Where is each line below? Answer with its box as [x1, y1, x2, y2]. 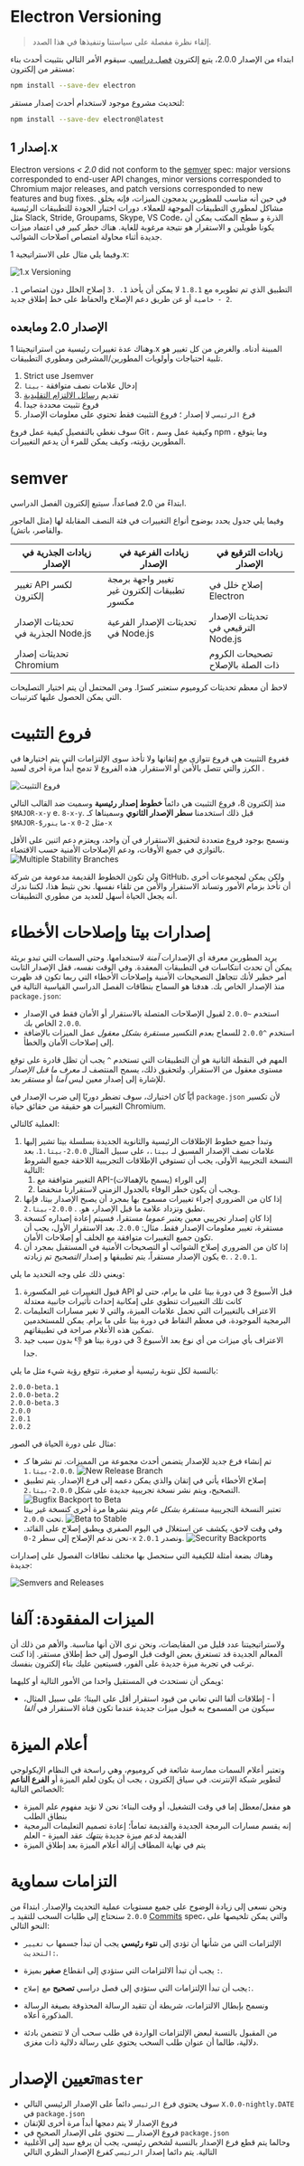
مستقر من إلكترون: [10, 63, 75, 74]
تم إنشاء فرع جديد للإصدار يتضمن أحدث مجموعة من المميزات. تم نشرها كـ [23, 1456, 272, 1467]
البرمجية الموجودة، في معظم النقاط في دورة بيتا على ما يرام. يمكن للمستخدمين [23, 1315, 291, 1326]
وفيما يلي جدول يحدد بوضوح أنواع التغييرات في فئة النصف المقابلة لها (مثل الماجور [10, 515, 284, 526]
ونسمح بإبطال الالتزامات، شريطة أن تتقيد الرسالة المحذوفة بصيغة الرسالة [23, 2000, 269, 2010]
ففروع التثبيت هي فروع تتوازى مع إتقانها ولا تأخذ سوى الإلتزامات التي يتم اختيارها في [10, 753, 290, 764]
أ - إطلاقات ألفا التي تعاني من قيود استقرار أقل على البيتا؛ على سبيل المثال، [23, 1693, 275, 1704]
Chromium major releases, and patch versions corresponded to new [10, 183, 263, 194]
